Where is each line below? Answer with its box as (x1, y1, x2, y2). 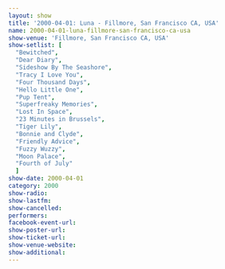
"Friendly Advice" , (15, 137, 81, 146)
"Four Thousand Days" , (15, 78, 91, 86)
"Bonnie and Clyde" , (15, 130, 84, 138)
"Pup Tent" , (15, 93, 56, 101)
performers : (8, 212, 48, 220)
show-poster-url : (8, 226, 66, 235)
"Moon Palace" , (15, 152, 66, 160)
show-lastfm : (8, 197, 52, 205)
